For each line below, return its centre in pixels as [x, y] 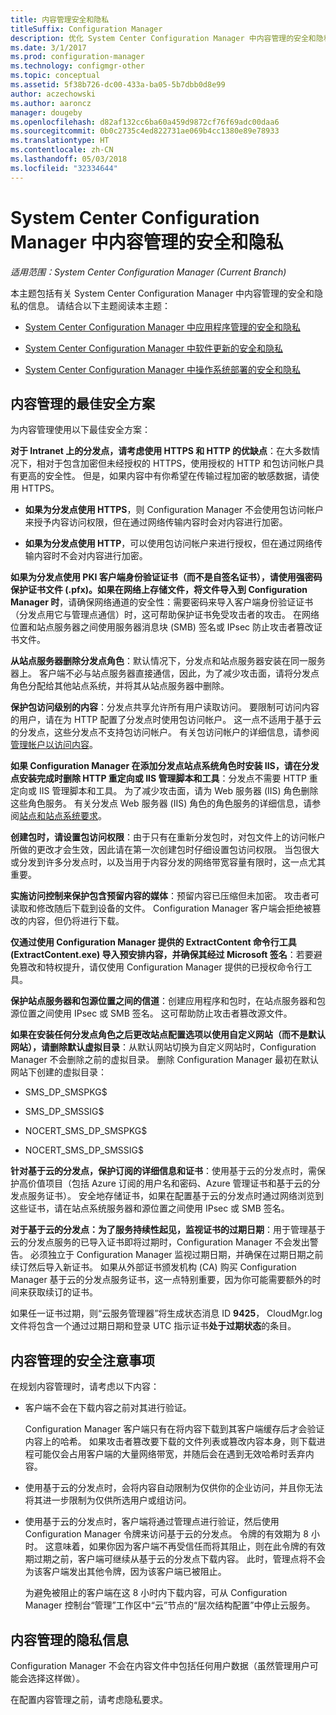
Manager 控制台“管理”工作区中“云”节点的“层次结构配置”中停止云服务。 [170, 1605]
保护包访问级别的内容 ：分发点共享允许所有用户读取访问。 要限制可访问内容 [165, 707]
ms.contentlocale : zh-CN [62, 150]
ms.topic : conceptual [55, 76]
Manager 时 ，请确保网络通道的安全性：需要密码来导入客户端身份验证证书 [162, 602]
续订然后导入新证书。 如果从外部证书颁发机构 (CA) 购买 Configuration [153, 1267]
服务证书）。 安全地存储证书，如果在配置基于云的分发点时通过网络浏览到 [175, 1196]
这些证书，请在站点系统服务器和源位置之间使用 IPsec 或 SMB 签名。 [150, 1208]
